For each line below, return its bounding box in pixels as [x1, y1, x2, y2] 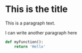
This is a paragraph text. [5, 20, 55, 26]
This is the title [5, 3, 68, 15]
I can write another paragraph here [5, 29, 77, 35]
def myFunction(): [5, 39, 43, 44]
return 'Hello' [14, 44, 46, 49]
